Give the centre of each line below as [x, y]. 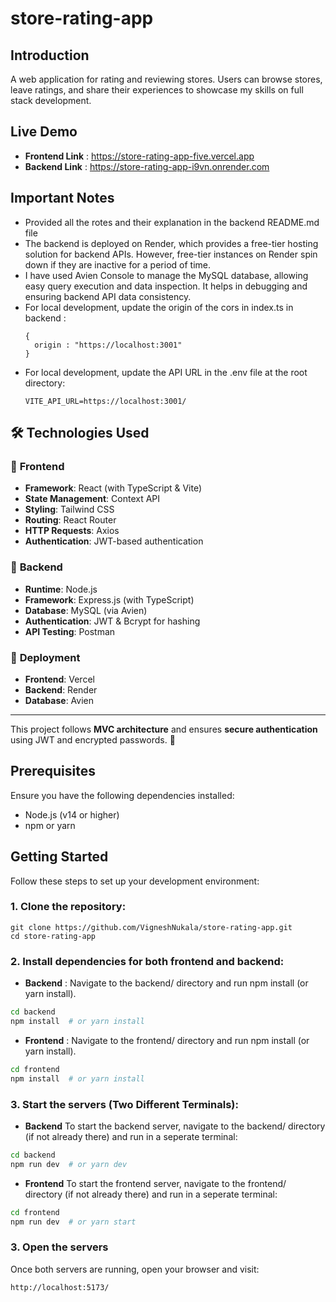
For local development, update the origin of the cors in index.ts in [159, 307]
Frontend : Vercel [59, 679]
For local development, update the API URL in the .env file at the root [166, 372]
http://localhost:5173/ [60, 1287]
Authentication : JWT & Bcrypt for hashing [112, 621]
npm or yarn [50, 825]
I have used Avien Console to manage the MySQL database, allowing [166, 275]
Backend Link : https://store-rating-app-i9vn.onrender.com [147, 166]
